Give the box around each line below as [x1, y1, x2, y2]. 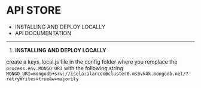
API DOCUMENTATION [14, 29, 72, 36]
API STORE [6, 4, 62, 17]
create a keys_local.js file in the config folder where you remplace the [6, 58, 178, 65]
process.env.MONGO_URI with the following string [6, 64, 124, 71]
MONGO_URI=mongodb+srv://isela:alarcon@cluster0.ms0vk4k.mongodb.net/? [6, 71, 188, 77]
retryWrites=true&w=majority [6, 76, 79, 82]
